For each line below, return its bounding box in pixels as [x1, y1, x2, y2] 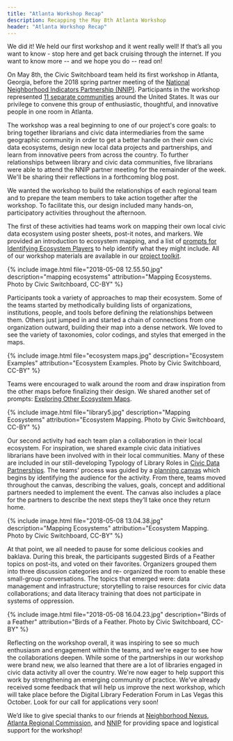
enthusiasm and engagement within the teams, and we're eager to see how [7, 646, 223, 655]
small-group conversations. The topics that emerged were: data [7, 574, 190, 583]
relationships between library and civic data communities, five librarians [7, 158, 214, 167]
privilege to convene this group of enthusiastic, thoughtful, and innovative [7, 100, 219, 109]
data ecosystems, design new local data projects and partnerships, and [7, 144, 212, 152]
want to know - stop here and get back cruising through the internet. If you [7, 49, 221, 58]
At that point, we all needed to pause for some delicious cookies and [7, 545, 204, 553]
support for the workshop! [7, 726, 82, 735]
